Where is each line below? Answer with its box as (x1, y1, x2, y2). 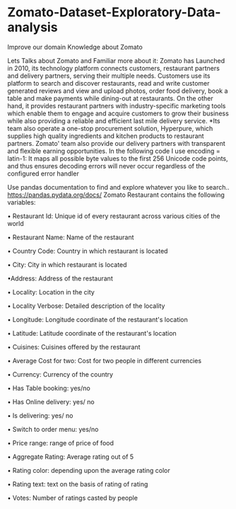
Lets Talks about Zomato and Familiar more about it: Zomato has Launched (7, 56, 225, 64)
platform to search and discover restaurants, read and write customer (7, 79, 210, 87)
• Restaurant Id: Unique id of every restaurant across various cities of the (7, 212, 220, 220)
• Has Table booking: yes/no (7, 384, 90, 392)
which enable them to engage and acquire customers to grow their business (7, 109, 230, 118)
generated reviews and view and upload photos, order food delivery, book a (7, 86, 228, 95)
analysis (7, 19, 58, 35)
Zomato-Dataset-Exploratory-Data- (7, 4, 221, 21)
